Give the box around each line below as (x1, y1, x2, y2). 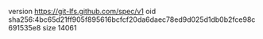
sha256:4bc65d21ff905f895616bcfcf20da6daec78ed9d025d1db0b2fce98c (8, 15, 256, 24)
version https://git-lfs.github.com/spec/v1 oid (8, 7, 157, 16)
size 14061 (42, 23, 77, 32)
